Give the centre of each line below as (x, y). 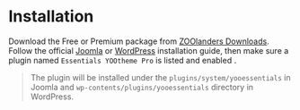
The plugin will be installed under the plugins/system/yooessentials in (160, 77)
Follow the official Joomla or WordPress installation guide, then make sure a (149, 50)
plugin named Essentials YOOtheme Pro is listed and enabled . (123, 60)
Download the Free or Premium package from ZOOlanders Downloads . (139, 41)
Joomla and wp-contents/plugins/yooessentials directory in (141, 87)
